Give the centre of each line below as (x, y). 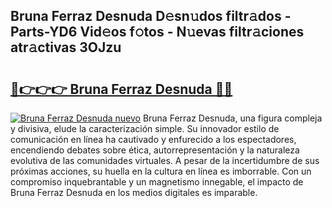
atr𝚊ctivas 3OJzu (66, 47)
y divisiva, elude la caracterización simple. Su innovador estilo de (145, 128)
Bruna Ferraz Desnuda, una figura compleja (232, 118)
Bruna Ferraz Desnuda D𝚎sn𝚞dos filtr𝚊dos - (151, 16)
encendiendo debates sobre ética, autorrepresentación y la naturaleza (155, 150)
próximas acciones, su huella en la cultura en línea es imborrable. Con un (161, 171)
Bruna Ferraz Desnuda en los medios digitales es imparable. (134, 192)
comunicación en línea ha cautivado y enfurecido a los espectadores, (153, 139)
